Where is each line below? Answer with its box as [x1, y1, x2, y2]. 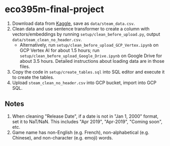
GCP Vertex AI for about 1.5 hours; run [19, 47, 100, 53]
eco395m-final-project [5, 4, 105, 15]
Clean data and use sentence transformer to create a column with [12, 25, 150, 31]
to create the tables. [12, 74, 54, 80]
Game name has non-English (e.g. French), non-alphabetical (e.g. [12, 129, 149, 135]
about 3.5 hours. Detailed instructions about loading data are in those [19, 58, 165, 64]
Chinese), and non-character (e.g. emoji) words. [12, 134, 113, 140]
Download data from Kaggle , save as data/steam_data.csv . [12, 20, 135, 26]
